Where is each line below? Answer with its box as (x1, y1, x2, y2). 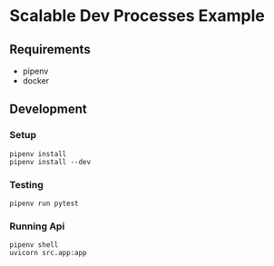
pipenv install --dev (9, 157, 92, 166)
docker (22, 75, 50, 86)
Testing (9, 178, 44, 191)
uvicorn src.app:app (9, 249, 88, 258)
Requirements (9, 42, 91, 57)
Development (9, 102, 88, 117)
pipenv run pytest (9, 199, 79, 208)
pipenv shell (9, 241, 59, 250)
